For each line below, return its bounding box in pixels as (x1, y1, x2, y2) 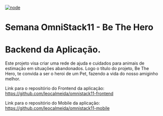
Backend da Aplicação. (5, 44, 101, 55)
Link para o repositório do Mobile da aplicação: (5, 100, 100, 106)
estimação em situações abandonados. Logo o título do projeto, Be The (5, 66, 149, 71)
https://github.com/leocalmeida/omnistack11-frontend (5, 91, 114, 96)
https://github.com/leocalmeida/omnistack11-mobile (5, 105, 110, 111)
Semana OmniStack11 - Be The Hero (5, 22, 154, 33)
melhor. (5, 76, 21, 82)
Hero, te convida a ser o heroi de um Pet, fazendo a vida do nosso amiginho (5, 71, 158, 77)
